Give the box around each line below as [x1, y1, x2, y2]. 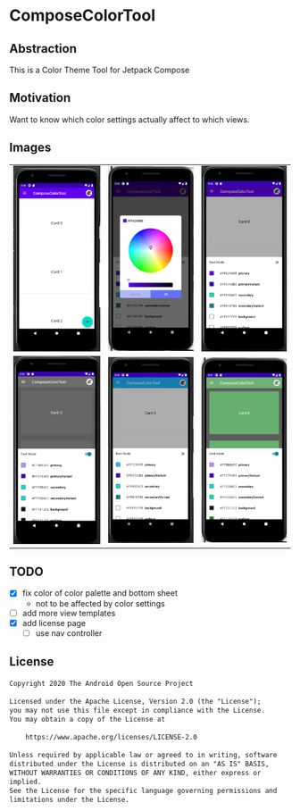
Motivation [9, 90, 71, 105]
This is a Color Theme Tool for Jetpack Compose [9, 64, 190, 75]
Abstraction [9, 41, 78, 56]
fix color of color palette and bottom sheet [21, 588, 179, 598]
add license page [21, 617, 87, 628]
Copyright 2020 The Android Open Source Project [9, 679, 194, 688]
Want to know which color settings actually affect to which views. [9, 113, 250, 125]
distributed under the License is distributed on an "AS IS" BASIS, [9, 759, 270, 768]
